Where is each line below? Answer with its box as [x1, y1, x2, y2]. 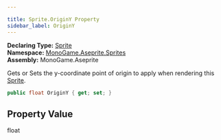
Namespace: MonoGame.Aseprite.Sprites [7, 48, 126, 57]
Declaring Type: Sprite [7, 41, 72, 49]
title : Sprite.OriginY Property [7, 16, 100, 23]
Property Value [7, 108, 73, 120]
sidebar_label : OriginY [7, 22, 75, 29]
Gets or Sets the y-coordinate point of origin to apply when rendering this [7, 69, 215, 77]
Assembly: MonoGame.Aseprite [7, 55, 99, 64]
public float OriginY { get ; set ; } [7, 89, 112, 96]
